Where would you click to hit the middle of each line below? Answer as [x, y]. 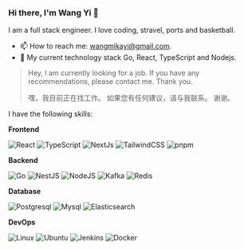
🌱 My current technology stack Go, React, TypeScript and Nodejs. [128, 58]
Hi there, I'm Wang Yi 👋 [53, 13]
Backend [23, 161]
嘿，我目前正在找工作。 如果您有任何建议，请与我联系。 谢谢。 [131, 98]
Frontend [24, 129]
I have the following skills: [51, 114]
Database [25, 192]
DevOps [22, 222]
